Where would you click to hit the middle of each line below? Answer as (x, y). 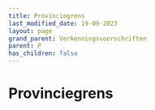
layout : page (30, 31)
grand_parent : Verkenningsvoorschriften (78, 38)
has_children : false (43, 53)
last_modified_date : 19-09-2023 (63, 23)
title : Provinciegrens (47, 16)
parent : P (25, 46)
